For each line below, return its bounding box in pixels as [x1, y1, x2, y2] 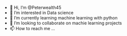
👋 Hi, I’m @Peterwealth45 [9, 5, 62, 10]
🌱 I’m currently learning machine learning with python [9, 15, 118, 20]
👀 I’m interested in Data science [9, 10, 74, 16]
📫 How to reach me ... [9, 26, 55, 31]
